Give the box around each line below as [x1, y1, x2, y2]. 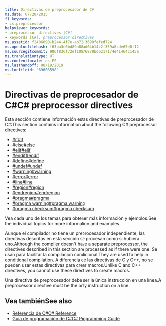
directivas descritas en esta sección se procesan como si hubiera [5, 235, 140, 241]
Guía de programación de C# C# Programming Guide [12, 315, 120, 321]
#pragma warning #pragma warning [12, 200, 85, 206]
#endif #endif [12, 152, 39, 158]
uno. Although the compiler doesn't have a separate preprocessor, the [5, 241, 148, 247]
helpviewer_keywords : [5, 26, 50, 31]
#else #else [12, 142, 35, 148]
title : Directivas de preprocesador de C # [5, 7, 94, 12]
